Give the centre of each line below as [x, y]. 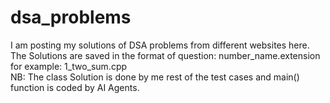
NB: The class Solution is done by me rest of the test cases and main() [155, 77]
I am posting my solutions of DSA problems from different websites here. [160, 45]
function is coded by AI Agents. [75, 87]
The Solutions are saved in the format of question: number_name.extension [165, 55]
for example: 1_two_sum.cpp [69, 66]
